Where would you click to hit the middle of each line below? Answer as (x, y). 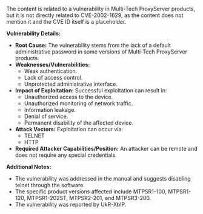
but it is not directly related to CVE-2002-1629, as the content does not (95, 15)
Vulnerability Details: (33, 33)
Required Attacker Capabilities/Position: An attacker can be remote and (106, 149)
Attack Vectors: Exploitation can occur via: (69, 129)
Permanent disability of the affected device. (79, 123)
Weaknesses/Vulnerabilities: (52, 64)
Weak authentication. (51, 71)
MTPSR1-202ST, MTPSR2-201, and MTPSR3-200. (89, 198)
